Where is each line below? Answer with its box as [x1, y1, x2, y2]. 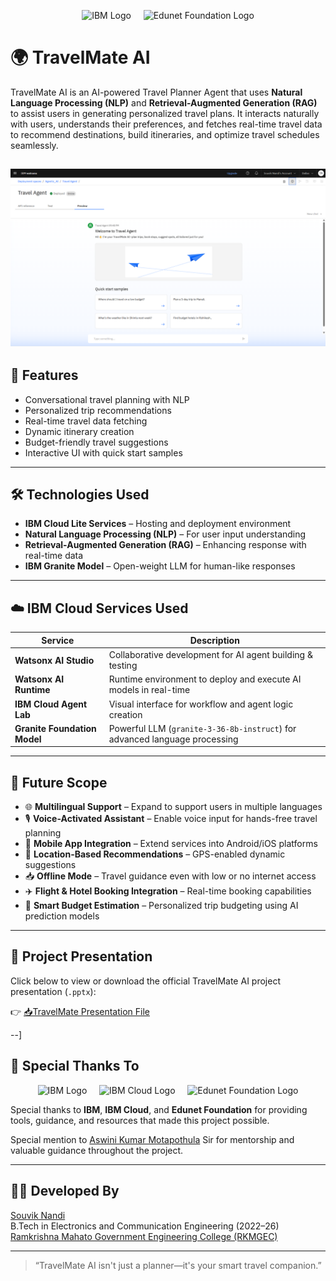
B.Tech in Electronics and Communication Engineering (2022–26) [10, 1220, 280, 1232]
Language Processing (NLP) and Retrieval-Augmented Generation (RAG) [10, 96, 318, 109]
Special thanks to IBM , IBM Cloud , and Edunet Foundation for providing [10, 1103, 308, 1115]
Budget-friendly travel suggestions [24, 436, 169, 448]
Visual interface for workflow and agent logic [108, 698, 294, 710]
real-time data [24, 550, 84, 562]
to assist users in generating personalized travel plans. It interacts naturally [10, 107, 320, 119]
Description [189, 634, 240, 646]
